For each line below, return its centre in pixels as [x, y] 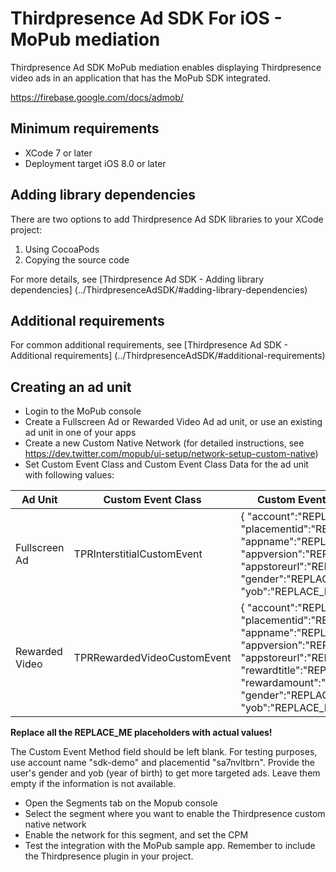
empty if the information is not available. [93, 784]
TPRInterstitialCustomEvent [138, 554]
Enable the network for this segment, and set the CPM [136, 835]
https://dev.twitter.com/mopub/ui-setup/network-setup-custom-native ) [171, 454]
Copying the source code [77, 259]
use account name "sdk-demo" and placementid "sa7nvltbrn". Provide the [162, 763]
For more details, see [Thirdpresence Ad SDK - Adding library [137, 279]
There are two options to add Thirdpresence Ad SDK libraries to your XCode [167, 219]
